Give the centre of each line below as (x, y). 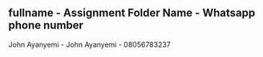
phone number (46, 26)
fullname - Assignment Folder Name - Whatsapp (132, 13)
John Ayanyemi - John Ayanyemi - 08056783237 (89, 44)
